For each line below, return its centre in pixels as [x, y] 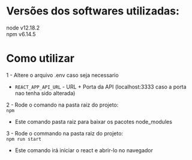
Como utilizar [40, 59]
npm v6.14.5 [21, 34]
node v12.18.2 [23, 28]
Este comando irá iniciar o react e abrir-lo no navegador [84, 150]
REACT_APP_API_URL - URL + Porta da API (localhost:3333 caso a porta [101, 87]
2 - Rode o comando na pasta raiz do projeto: [62, 105]
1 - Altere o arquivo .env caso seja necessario [62, 75]
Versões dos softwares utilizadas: [93, 11]
